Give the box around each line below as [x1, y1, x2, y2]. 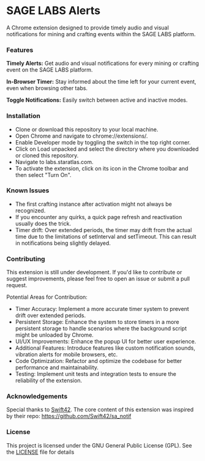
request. [6, 282, 28, 289]
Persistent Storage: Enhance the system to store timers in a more [15, 318, 179, 326]
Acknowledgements [6, 392, 68, 401]
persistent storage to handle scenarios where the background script [15, 325, 187, 332]
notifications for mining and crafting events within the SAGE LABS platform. [6, 30, 196, 37]
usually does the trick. [15, 220, 72, 227]
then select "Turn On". [15, 171, 72, 178]
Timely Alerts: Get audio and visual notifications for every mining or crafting [6, 59, 199, 67]
